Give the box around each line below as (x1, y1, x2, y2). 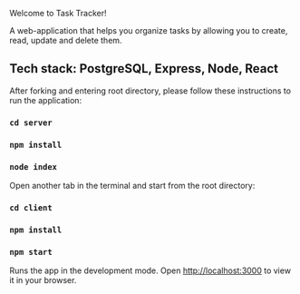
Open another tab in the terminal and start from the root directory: (9, 180, 256, 191)
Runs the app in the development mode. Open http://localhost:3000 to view (9, 265, 292, 276)
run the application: (9, 94, 82, 105)
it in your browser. (9, 275, 77, 286)
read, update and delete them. (9, 35, 122, 45)
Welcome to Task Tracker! (9, 8, 107, 18)
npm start (9, 247, 53, 257)
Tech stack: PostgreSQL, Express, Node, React (9, 61, 279, 76)
